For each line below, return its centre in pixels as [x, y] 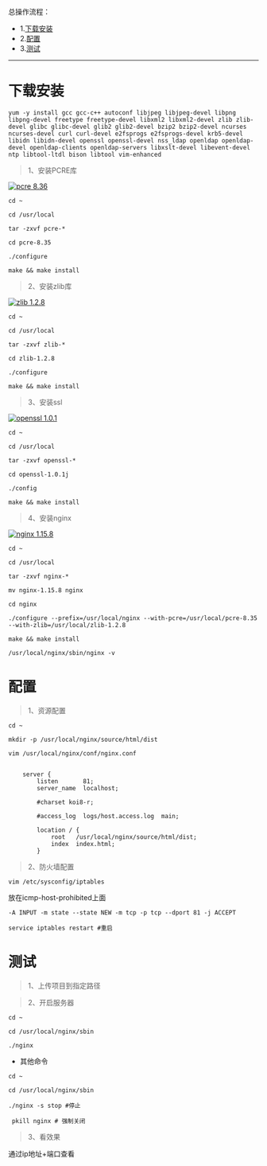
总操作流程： [29, 12]
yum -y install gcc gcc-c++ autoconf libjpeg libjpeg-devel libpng [122, 113]
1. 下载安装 [36, 29]
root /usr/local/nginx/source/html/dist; [124, 837]
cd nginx [23, 604]
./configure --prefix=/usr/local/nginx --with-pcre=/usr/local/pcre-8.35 [133, 618]
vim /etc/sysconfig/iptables [56, 882]
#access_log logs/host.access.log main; [108, 816]
